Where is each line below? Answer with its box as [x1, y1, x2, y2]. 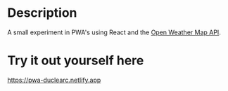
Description [7, 5, 77, 21]
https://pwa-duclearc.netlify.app [7, 76, 101, 84]
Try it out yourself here [7, 52, 144, 69]
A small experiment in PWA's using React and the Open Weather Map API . [7, 28, 222, 36]
